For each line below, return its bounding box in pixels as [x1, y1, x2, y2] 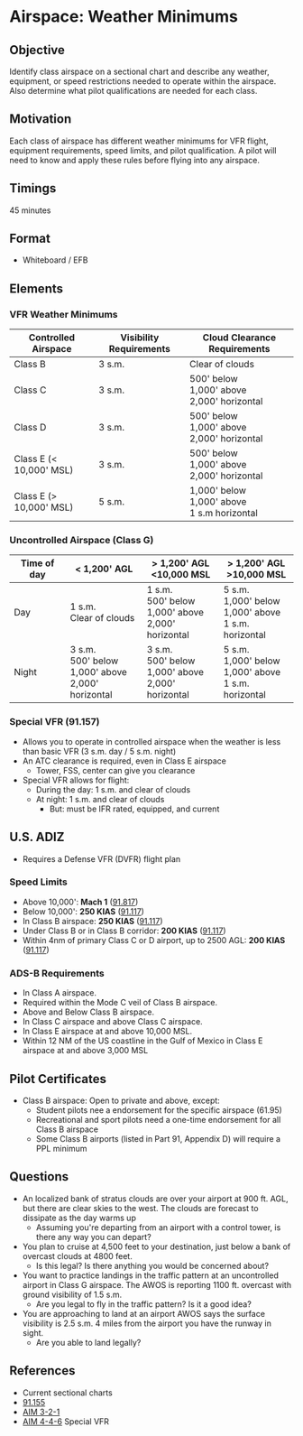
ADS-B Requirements [9, 967, 106, 979]
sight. [22, 1327, 44, 1338]
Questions [9, 1169, 69, 1184]
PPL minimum [35, 1143, 87, 1153]
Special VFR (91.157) [9, 716, 100, 728]
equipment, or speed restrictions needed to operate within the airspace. [9, 76, 277, 87]
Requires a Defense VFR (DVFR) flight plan [22, 853, 181, 864]
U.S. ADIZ [9, 829, 65, 845]
